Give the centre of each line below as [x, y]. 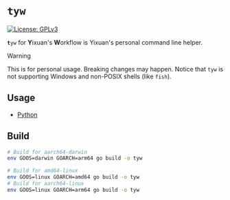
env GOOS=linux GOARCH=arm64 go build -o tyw [73, 190]
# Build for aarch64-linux [46, 184]
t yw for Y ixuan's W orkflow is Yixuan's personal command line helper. [105, 42]
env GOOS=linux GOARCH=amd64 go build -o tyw [73, 177]
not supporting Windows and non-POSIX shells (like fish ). [89, 76]
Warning [19, 56]
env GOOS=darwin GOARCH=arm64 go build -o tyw [75, 158]
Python [27, 114]
